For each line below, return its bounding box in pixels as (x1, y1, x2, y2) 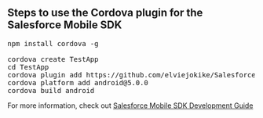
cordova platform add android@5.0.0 (7, 78, 148, 87)
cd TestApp (7, 63, 49, 71)
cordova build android (7, 86, 95, 95)
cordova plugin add (7, 70, 82, 79)
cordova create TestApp (7, 55, 99, 63)
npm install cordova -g (7, 39, 99, 48)
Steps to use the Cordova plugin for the (7, 6, 203, 20)
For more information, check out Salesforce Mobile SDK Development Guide (7, 101, 254, 110)
